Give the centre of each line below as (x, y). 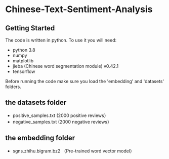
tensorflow (24, 71)
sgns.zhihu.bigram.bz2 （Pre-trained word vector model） (74, 151)
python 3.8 (24, 50)
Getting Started (30, 28)
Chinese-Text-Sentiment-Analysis (79, 9)
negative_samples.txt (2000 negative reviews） (62, 122)
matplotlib (23, 61)
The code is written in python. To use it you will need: (61, 40)
